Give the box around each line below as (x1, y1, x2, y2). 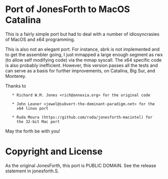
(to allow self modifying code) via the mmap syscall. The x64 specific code (5, 57, 162, 63)
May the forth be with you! (5, 128, 61, 134)
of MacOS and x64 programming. (5, 36, 75, 42)
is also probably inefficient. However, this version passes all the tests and (5, 62, 158, 68)
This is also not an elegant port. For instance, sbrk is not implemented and (5, 46, 160, 52)
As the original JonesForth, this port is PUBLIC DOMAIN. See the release (5, 162, 156, 168)
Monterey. (5, 73, 27, 79)
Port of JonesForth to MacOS (5, 4, 130, 15)
